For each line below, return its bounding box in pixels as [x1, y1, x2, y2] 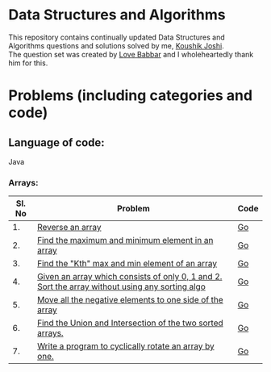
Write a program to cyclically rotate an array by [37, 341, 215, 352]
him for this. [8, 58, 48, 68]
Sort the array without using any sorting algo [37, 281, 206, 292]
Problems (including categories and [8, 86, 252, 105]
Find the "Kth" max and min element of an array [37, 258, 218, 270]
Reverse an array [37, 222, 102, 233]
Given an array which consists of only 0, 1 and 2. [37, 271, 223, 282]
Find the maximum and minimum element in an [37, 235, 214, 246]
